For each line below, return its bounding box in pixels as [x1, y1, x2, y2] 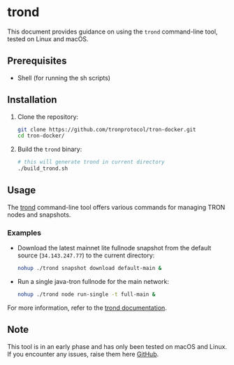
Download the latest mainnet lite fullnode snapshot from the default [17, 244, 212, 252]
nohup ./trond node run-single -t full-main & [17, 291, 156, 298]
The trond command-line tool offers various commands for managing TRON [7, 203, 226, 211]
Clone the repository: [17, 113, 79, 121]
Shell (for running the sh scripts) [17, 73, 110, 82]
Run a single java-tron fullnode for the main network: [17, 278, 170, 286]
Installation [7, 94, 57, 106]
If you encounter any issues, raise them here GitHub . [7, 350, 159, 358]
